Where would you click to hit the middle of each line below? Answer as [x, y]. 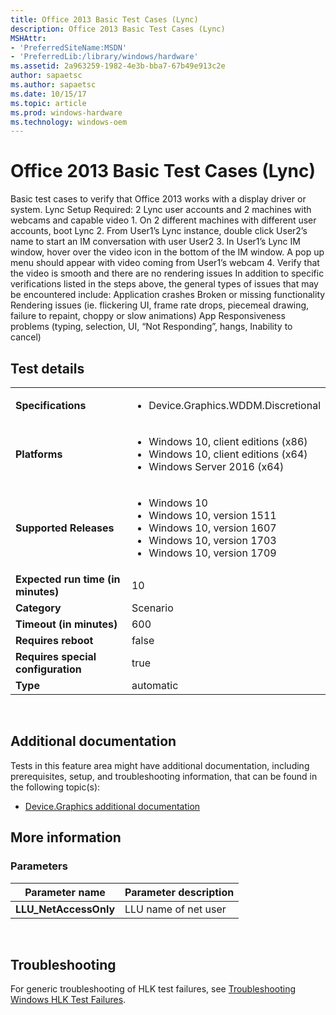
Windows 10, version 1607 [212, 528]
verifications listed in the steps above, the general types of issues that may [164, 284]
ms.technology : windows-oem [69, 122]
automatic [155, 685]
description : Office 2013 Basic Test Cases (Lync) [118, 29]
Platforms [39, 454]
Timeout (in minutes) [66, 624]
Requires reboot [54, 640]
